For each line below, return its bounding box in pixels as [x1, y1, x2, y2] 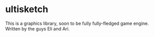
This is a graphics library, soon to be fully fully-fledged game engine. [5, 20, 149, 26]
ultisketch [5, 4, 49, 15]
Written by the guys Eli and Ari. [5, 25, 70, 31]
